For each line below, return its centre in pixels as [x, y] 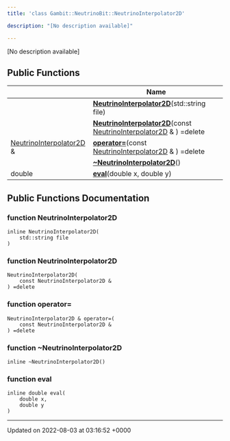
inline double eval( [37, 393]
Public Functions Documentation [78, 198]
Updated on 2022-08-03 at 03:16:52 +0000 [69, 430]
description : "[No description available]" [70, 26]
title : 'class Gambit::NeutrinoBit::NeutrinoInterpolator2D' [96, 13]
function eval [30, 379]
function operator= [39, 304]
